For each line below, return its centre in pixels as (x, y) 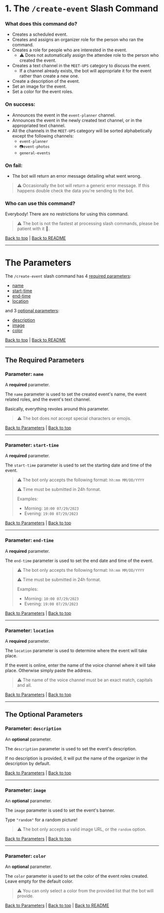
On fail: (14, 165)
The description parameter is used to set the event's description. (71, 749)
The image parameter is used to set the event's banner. (60, 810)
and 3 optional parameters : (32, 311)
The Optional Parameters (44, 714)
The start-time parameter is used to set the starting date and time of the (79, 465)
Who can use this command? (40, 203)
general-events (35, 153)
